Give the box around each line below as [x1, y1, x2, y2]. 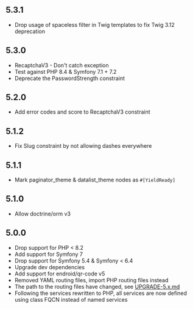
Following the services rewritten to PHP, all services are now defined [14, 289, 187, 297]
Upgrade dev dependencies [14, 263, 85, 271]
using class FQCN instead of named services [14, 296, 128, 303]
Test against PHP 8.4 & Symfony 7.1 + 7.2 [14, 68, 117, 75]
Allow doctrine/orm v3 [14, 210, 71, 217]
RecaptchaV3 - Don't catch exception [14, 61, 109, 69]
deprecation [14, 27, 45, 35]
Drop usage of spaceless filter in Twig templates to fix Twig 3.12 [14, 21, 175, 28]
